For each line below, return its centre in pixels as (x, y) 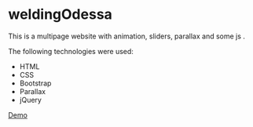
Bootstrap (35, 83)
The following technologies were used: (71, 51)
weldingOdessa (60, 15)
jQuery (30, 100)
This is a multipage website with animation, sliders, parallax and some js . (127, 36)
